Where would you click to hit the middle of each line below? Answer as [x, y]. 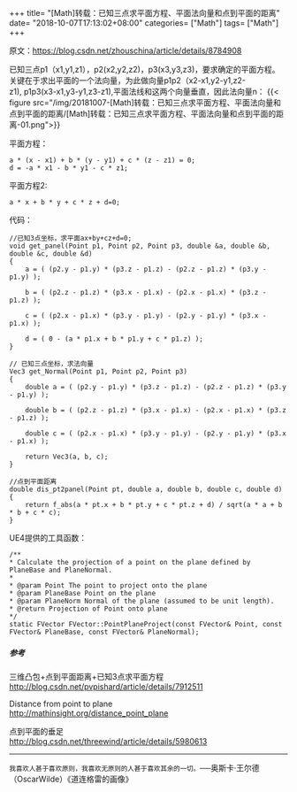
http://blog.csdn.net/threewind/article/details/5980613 [108, 741]
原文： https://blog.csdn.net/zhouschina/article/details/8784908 [126, 50]
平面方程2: [28, 185]
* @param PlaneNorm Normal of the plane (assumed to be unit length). [142, 601]
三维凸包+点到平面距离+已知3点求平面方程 [87, 676]
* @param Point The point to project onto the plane [108, 586]
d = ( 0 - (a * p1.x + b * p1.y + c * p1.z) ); [114, 339]
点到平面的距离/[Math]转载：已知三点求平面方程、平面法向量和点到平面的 [143, 114]
